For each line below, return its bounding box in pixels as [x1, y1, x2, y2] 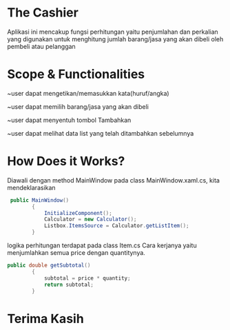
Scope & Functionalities [7, 67, 145, 82]
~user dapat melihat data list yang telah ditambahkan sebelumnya [7, 129, 194, 137]
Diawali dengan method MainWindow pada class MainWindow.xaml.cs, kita [7, 176, 220, 184]
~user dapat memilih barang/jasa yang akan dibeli [7, 102, 149, 111]
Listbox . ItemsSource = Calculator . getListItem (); [43, 223, 189, 229]
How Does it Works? [7, 154, 125, 169]
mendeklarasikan [7, 183, 56, 192]
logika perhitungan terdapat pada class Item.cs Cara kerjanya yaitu [7, 241, 198, 249]
